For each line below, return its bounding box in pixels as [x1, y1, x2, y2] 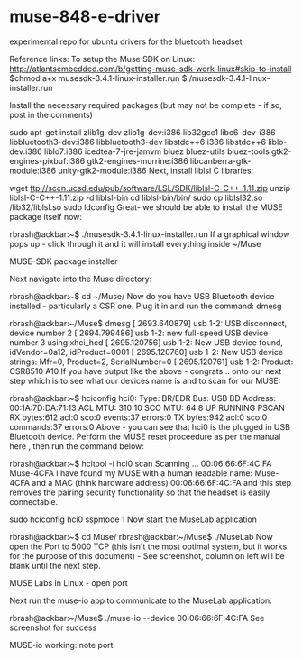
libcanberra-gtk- [189, 155, 252, 166]
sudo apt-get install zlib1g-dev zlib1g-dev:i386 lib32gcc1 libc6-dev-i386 [9, 126, 277, 137]
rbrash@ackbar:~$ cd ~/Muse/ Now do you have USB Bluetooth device [9, 290, 275, 301]
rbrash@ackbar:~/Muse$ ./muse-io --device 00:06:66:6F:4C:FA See [9, 612, 265, 623]
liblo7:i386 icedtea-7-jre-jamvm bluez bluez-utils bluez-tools [43, 146, 270, 157]
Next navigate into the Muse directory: [9, 273, 152, 284]
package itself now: [9, 211, 83, 222]
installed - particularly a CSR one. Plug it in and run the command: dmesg [9, 300, 282, 311]
